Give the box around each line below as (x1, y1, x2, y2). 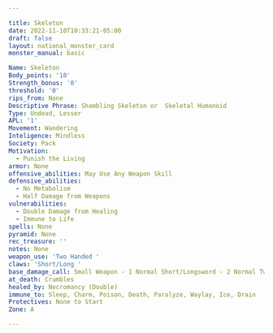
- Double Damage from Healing (15, 207, 118, 215)
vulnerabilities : (8, 200, 67, 208)
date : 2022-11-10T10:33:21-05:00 (8, 26, 122, 35)
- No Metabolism (15, 184, 71, 193)
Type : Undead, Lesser (8, 109, 82, 118)
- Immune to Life (15, 214, 75, 223)
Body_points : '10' (8, 71, 71, 80)
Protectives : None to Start (8, 298, 104, 306)
